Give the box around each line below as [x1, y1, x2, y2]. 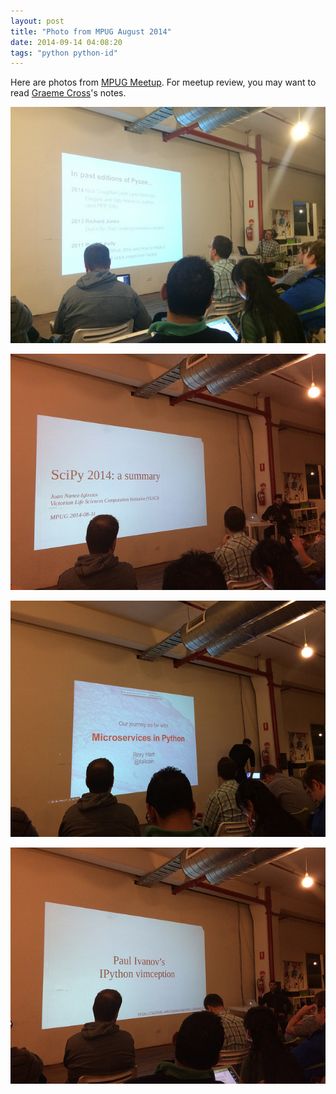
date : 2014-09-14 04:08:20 [10, 37, 123, 47]
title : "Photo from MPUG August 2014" [10, 26, 172, 37]
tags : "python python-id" [10, 48, 118, 58]
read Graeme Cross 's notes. [10, 87, 127, 99]
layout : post [10, 16, 65, 26]
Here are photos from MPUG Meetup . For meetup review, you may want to [10, 76, 317, 89]
